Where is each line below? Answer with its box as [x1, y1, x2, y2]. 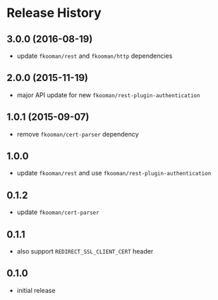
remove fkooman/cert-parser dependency [16, 130, 139, 138]
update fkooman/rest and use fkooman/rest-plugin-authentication [16, 169, 212, 177]
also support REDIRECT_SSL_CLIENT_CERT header [16, 247, 154, 256]
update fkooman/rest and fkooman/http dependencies [16, 51, 173, 60]
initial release [16, 286, 56, 294]
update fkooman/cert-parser [16, 208, 99, 216]
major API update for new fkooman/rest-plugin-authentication [16, 90, 200, 99]
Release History [6, 5, 102, 21]
